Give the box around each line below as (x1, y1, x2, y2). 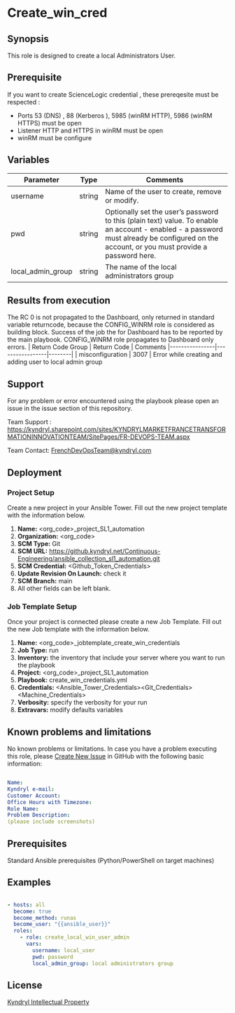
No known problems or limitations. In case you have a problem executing (7, 745, 217, 753)
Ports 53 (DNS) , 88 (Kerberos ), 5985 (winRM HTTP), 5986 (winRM (17, 111, 213, 120)
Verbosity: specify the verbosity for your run (17, 698, 148, 707)
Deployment (7, 466, 62, 478)
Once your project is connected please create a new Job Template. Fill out (7, 618, 222, 626)
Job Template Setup (7, 601, 77, 611)
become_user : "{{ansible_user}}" (13, 920, 111, 928)
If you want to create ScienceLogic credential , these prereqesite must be (7, 90, 219, 99)
